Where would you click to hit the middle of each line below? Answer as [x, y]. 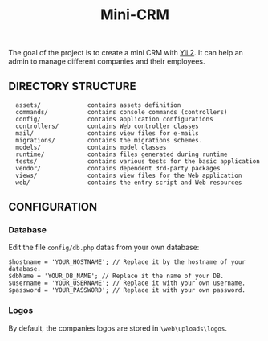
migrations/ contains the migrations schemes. [109, 140]
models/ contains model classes [91, 147]
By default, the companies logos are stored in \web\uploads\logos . [118, 328]
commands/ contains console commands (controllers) [122, 112]
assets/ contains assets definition [98, 105]
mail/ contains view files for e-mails [107, 133]
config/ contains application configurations [115, 119]
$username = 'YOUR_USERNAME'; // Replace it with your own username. [127, 283]
